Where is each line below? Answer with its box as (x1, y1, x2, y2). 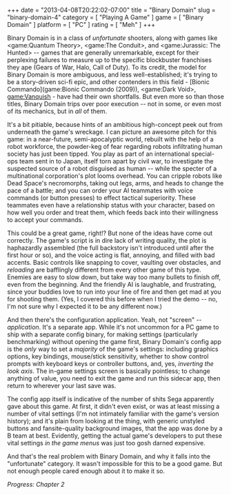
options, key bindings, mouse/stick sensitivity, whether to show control (7, 352, 209, 361)
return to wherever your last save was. (7, 382, 117, 390)
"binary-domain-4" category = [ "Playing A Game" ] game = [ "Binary (7, 13, 204, 21)
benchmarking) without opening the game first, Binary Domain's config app (7, 338, 222, 345)
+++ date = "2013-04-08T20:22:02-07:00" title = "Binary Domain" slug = (7, 6, 216, 14)
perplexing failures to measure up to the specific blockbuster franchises (7, 56, 212, 64)
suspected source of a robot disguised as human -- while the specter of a (7, 165, 217, 172)
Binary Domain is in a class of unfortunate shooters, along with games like (7, 34, 218, 42)
